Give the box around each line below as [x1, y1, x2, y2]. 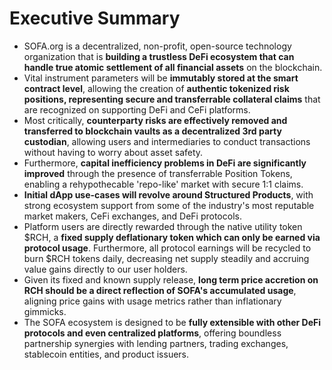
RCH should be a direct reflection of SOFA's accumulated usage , [23, 284, 297, 296]
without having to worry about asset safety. [23, 146, 204, 158]
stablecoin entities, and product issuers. [23, 348, 190, 360]
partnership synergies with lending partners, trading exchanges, [23, 337, 289, 349]
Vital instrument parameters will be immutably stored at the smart [23, 72, 299, 84]
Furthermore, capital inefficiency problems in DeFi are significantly [23, 157, 307, 169]
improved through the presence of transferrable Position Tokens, [23, 167, 293, 179]
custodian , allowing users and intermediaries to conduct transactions [23, 135, 311, 147]
